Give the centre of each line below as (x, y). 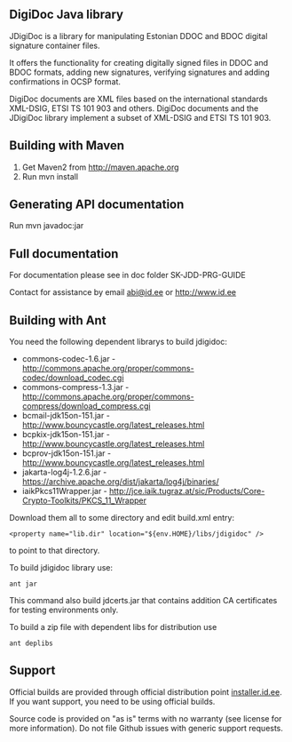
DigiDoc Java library (67, 15)
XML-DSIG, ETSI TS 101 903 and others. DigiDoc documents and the (134, 108)
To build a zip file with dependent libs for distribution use (113, 627)
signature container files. (55, 45)
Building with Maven (67, 146)
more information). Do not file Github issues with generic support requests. (146, 728)
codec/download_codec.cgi (73, 378)
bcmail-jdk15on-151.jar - (66, 416)
